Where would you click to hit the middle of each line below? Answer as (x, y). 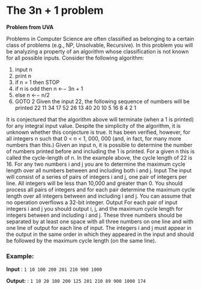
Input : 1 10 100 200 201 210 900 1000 (54, 269)
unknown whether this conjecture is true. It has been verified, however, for (98, 132)
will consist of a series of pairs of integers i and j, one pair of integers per (97, 177)
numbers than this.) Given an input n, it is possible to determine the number (100, 145)
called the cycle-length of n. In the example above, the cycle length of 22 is (99, 157)
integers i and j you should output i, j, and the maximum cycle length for (94, 208)
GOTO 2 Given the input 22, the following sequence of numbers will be (102, 101)
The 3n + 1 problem (55, 11)
